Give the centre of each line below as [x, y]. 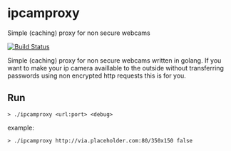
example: [21, 127]
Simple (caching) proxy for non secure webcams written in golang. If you [114, 60]
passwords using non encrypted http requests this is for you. [97, 75]
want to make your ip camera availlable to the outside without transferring [116, 68]
